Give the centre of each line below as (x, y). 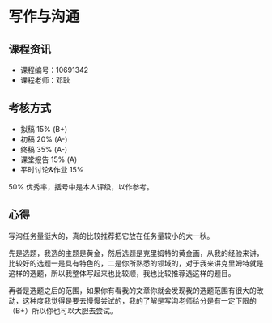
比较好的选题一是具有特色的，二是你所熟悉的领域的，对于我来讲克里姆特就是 (136, 263)
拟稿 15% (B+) (44, 129)
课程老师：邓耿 (45, 80)
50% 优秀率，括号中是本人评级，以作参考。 (81, 186)
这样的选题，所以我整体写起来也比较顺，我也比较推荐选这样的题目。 (122, 273)
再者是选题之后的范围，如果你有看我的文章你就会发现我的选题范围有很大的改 (136, 290)
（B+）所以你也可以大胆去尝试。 (63, 310)
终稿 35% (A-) (44, 149)
